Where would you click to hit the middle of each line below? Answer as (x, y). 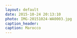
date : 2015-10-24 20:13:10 (33, 14)
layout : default (22, 10)
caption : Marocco (23, 28)
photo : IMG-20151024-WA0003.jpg (38, 19)
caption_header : (22, 23)
